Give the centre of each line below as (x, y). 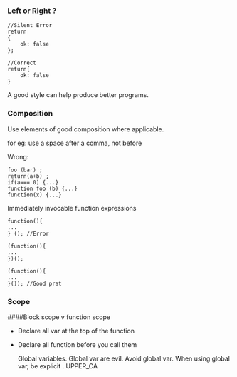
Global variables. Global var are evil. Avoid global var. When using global (123, 358)
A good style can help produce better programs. (78, 95)
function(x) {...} (35, 195)
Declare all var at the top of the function (76, 331)
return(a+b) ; (28, 176)
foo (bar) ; (25, 170)
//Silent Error (30, 26)
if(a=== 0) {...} (33, 182)
